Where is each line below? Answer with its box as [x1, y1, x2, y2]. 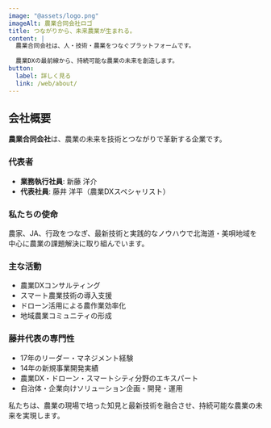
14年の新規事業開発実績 [19, 363, 99, 372]
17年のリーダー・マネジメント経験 [19, 353, 134, 363]
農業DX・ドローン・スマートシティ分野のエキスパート [19, 373, 199, 383]
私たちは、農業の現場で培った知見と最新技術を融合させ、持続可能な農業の [8, 401, 256, 410]
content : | [8, 34, 45, 43]
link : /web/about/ [15, 79, 78, 87]
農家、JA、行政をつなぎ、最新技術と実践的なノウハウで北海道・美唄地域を [8, 228, 257, 238]
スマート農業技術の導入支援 [19, 291, 113, 300]
